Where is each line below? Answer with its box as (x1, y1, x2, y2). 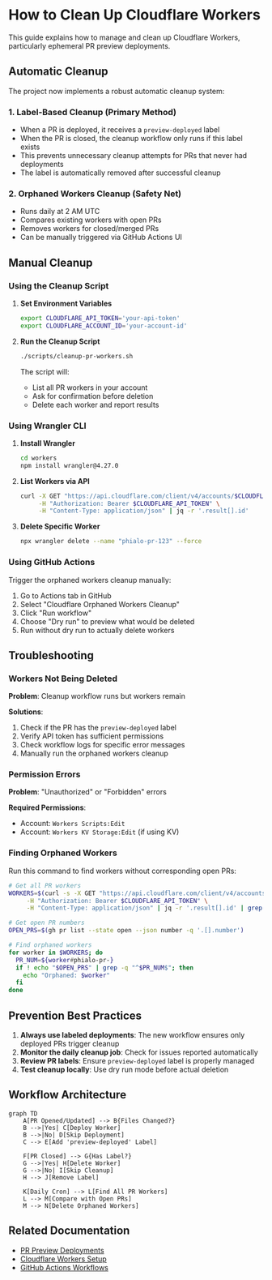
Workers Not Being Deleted (8, 673, 118, 684)
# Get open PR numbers (8, 918, 85, 927)
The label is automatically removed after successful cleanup (19, 168, 221, 178)
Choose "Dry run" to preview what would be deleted (19, 616, 195, 626)
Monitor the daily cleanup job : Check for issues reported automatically (19, 1047, 259, 1057)
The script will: (19, 366, 70, 376)
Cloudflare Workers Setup (19, 1254, 107, 1264)
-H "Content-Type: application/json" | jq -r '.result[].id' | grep (26, 904, 263, 913)
